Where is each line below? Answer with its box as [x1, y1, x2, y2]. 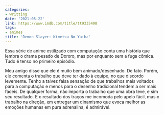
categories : [5, 7, 29, 12]
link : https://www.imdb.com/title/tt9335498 [5, 21, 97, 26]
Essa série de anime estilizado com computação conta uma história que [5, 47, 150, 54]
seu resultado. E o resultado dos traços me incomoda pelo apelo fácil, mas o [5, 93, 160, 99]
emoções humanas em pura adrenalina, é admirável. [5, 104, 111, 110]
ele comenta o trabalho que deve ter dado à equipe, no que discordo [5, 73, 144, 79]
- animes [5, 30, 23, 35]
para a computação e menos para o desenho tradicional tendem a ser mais [5, 83, 157, 89]
